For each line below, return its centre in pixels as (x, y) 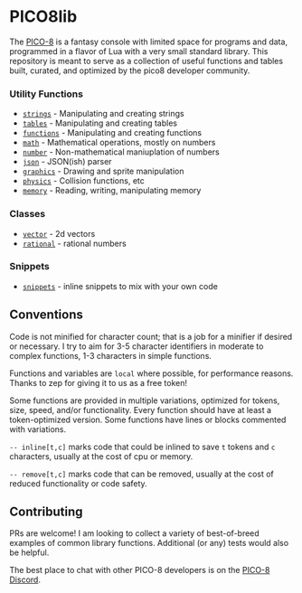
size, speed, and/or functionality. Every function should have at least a (141, 409)
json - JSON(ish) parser (67, 162)
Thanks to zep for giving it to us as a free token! (99, 382)
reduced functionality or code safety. (78, 483)
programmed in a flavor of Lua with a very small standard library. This (139, 51)
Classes (28, 214)
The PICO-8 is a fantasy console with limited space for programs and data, (148, 42)
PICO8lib (43, 17)
